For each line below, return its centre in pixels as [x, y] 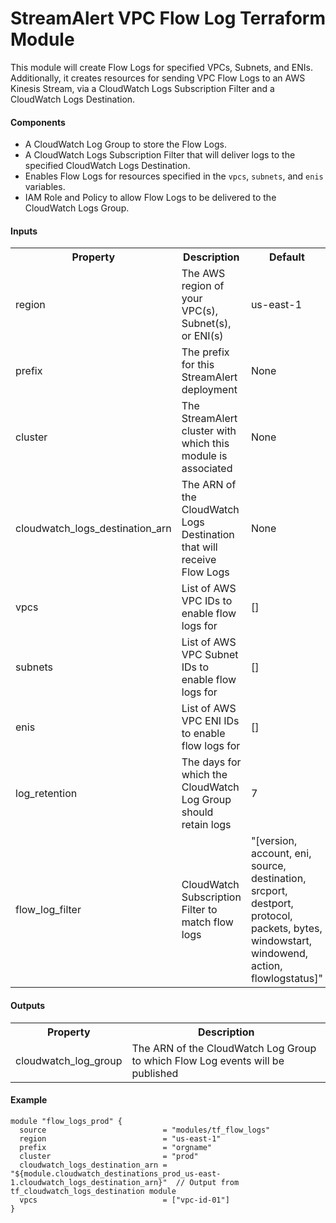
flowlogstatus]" [286, 979]
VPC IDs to [207, 601]
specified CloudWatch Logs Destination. [107, 166]
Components [38, 122]
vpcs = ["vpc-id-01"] [124, 1200]
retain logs [206, 825]
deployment [209, 390]
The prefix [205, 352]
